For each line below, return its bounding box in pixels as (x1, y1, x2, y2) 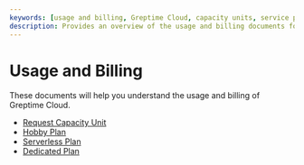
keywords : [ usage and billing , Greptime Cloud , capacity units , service (9, 13, 290, 23)
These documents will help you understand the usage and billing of (9, 90, 261, 101)
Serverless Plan (22, 136, 81, 147)
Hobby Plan (22, 127, 66, 138)
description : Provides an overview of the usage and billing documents (9, 22, 285, 31)
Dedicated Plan (22, 146, 80, 157)
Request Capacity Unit (22, 117, 107, 128)
